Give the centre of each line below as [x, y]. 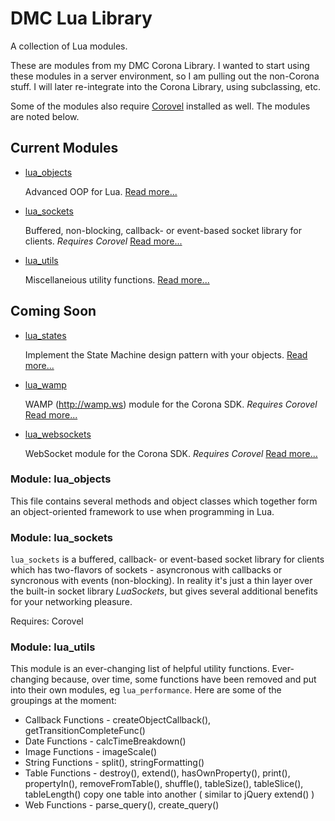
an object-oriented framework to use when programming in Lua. [142, 511]
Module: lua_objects [61, 479]
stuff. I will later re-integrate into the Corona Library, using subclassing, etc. [165, 86]
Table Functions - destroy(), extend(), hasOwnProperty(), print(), [157, 773]
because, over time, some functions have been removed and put [184, 679]
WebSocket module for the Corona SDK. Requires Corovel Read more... [171, 453]
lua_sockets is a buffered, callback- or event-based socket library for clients [167, 559]
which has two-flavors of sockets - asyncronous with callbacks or [146, 570]
